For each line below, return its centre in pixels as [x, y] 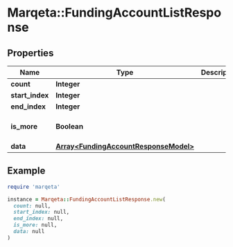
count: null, [32, 205]
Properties [31, 53]
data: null [29, 232]
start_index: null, [42, 212]
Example [26, 171]
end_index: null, [38, 219]
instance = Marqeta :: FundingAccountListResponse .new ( [87, 199]
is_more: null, [35, 225]
